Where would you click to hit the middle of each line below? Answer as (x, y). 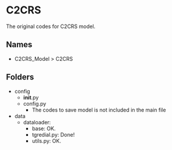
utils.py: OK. (46, 141)
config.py (35, 103)
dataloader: (37, 122)
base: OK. (44, 128)
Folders (20, 77)
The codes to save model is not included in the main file (99, 110)
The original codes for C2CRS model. (51, 26)
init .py (31, 97)
